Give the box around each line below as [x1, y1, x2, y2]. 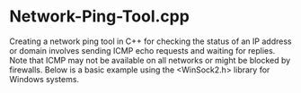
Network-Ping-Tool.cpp [9, 6, 190, 27]
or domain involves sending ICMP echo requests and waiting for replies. [9, 45, 276, 55]
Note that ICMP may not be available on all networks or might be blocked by [9, 55, 291, 65]
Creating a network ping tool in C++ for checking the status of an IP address [9, 36, 292, 46]
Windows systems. [9, 73, 79, 84]
